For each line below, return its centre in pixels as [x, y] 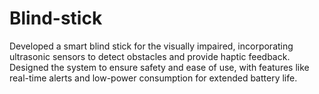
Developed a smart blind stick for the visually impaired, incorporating [151, 46]
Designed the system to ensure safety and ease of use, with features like [159, 67]
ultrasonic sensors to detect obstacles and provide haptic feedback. [150, 56]
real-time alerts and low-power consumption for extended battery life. [153, 78]
